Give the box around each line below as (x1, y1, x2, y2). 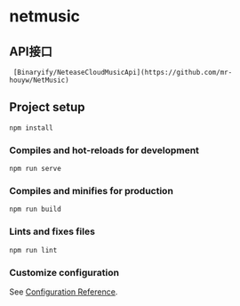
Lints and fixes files (9, 225, 96, 238)
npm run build (9, 205, 62, 214)
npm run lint (9, 246, 58, 254)
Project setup (9, 100, 86, 115)
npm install (9, 123, 53, 133)
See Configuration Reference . (9, 286, 118, 297)
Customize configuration (9, 266, 120, 278)
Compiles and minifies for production (9, 185, 173, 197)
